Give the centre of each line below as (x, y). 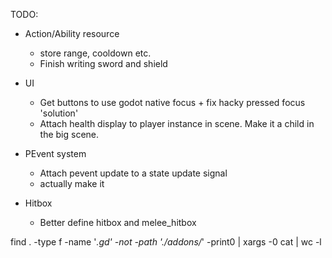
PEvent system (55, 153)
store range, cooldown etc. (95, 53)
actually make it (72, 183)
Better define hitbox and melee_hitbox (118, 222)
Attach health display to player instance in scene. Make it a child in (177, 123)
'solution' (59, 113)
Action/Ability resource (72, 33)
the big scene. (69, 134)
